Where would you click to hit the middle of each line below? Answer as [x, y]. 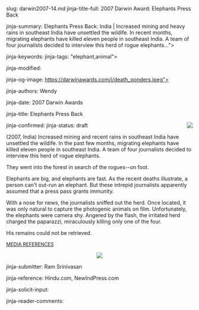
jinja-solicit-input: [28, 290]
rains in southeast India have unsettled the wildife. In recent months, [89, 33]
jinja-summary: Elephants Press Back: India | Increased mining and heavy [96, 26]
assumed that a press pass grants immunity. [60, 191]
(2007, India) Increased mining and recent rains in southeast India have [93, 137]
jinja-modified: [24, 68]
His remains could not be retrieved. [49, 233]
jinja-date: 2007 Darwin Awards [44, 102]
